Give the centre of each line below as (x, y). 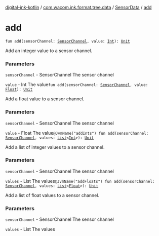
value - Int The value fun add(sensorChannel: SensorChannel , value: (77, 85)
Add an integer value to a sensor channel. (49, 51)
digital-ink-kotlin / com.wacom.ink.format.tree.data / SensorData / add (78, 7)
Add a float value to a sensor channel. (45, 99)
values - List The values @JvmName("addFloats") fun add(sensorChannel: (80, 181)
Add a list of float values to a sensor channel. (52, 195)
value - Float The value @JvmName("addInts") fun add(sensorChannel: (77, 133)
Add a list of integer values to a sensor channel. (55, 147)
